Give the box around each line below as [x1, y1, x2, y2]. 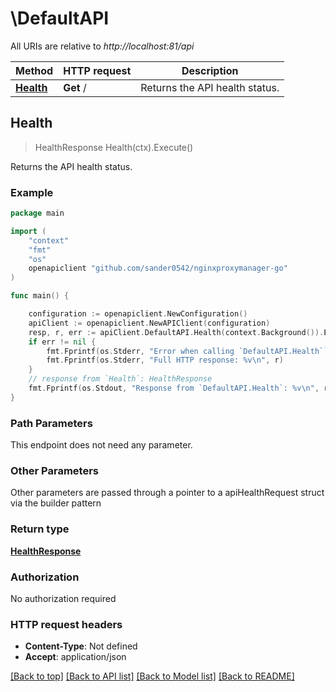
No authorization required [10, 592, 117, 604]
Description [181, 63, 239, 77]
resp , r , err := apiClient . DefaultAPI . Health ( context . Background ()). [28, 327, 325, 337]
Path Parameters [10, 416, 93, 430]
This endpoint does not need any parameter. [10, 439, 193, 451]
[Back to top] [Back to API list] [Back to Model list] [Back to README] [10, 670, 295, 682]
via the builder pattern [10, 497, 102, 509]
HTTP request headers [10, 617, 123, 631]
